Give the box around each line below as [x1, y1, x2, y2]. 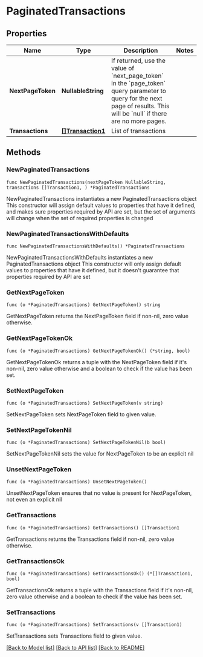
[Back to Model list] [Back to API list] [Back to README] [6, 644, 145, 652]
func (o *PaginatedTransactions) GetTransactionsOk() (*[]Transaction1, [6, 570, 193, 577]
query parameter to [111, 87, 166, 95]
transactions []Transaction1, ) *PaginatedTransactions [6, 185, 150, 191]
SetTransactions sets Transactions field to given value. [6, 632, 143, 639]
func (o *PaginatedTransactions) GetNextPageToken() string [6, 302, 161, 308]
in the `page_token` [111, 79, 166, 87]
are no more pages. [111, 117, 167, 125]
